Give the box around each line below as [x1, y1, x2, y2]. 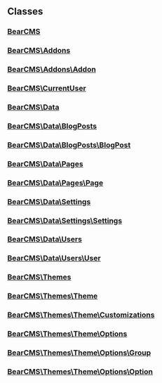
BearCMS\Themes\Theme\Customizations [7, 310, 155, 320]
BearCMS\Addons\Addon [7, 65, 96, 75]
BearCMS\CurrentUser [7, 84, 86, 94]
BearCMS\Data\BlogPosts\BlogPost [7, 140, 131, 150]
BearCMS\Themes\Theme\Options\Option [7, 366, 153, 376]
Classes [7, 6, 43, 18]
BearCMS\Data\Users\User [7, 253, 101, 263]
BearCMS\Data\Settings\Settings [7, 215, 123, 225]
